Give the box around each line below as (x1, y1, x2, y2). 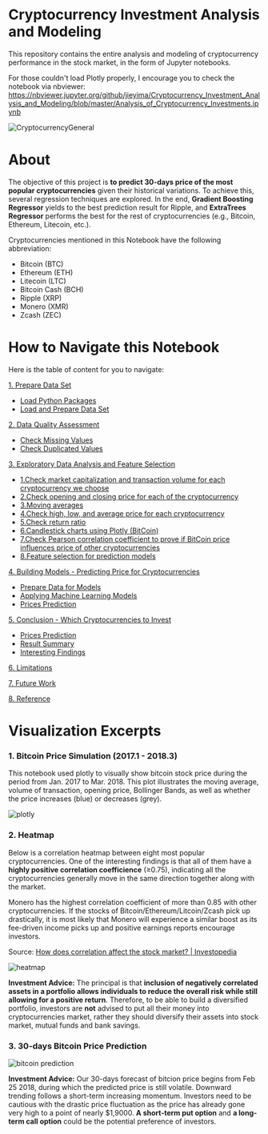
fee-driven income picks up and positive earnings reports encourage (8, 923, 236, 932)
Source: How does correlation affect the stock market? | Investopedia (8, 947, 238, 956)
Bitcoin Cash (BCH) (19, 284, 84, 294)
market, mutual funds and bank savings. (8, 1020, 141, 1030)
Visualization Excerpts (8, 722, 162, 739)
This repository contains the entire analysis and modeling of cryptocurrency (8, 49, 258, 58)
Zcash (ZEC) (19, 310, 62, 319)
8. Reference (8, 694, 50, 703)
